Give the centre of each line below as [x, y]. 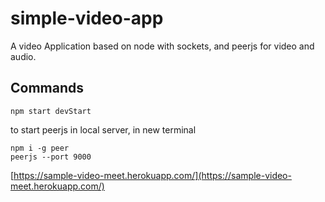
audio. [23, 56]
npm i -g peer [40, 148]
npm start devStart [51, 111]
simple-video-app [87, 18]
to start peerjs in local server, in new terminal [103, 129]
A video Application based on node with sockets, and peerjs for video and [162, 46]
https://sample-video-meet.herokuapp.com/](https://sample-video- [152, 175]
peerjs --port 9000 [51, 157]
